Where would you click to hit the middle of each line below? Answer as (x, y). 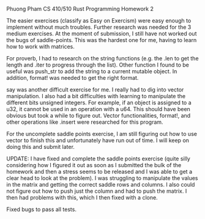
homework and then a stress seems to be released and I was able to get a (99, 171)
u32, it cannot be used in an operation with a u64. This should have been (99, 109)
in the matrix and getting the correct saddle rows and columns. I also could (101, 185)
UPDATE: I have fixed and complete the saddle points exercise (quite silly (99, 159)
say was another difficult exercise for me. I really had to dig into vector (95, 90)
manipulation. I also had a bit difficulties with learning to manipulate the (96, 96)
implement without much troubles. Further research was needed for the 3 (99, 27)
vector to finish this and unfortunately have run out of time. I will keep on (98, 140)
